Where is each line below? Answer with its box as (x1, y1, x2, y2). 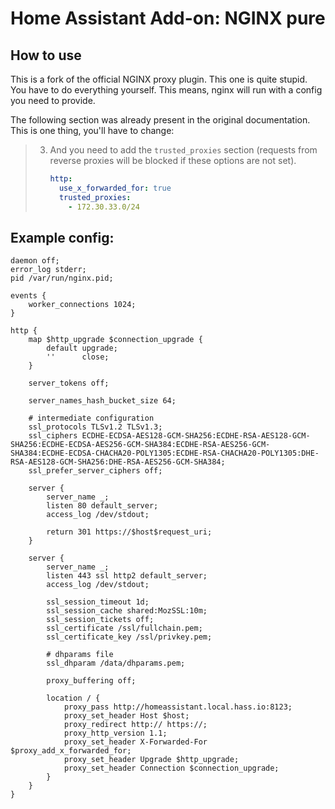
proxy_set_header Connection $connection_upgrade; (63, 763, 280, 774)
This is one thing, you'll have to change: (10, 125, 175, 136)
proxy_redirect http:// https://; (63, 720, 208, 730)
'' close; (46, 352, 110, 362)
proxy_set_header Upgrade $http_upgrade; (63, 755, 240, 765)
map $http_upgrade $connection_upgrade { (28, 335, 203, 345)
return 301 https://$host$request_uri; (46, 527, 213, 537)
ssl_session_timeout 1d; (46, 597, 150, 607)
